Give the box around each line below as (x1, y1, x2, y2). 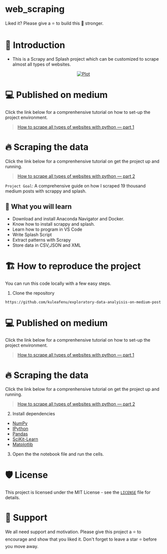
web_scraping (5, 3, 65, 15)
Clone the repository (12, 290, 55, 296)
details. (5, 495, 20, 501)
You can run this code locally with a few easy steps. (5, 280, 111, 286)
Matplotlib (12, 442, 33, 448)
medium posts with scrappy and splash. (5, 188, 87, 194)
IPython (12, 426, 29, 432)
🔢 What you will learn (5, 202, 72, 211)
